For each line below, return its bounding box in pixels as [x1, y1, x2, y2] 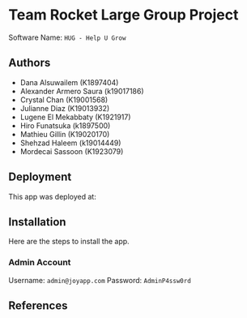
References [8, 299, 68, 313]
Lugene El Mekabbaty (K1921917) [19, 112, 131, 122]
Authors [8, 56, 51, 70]
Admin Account [8, 257, 71, 269]
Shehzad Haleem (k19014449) [19, 138, 121, 148]
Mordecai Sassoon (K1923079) [19, 146, 124, 156]
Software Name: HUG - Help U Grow [8, 32, 126, 42]
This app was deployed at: [8, 191, 97, 201]
